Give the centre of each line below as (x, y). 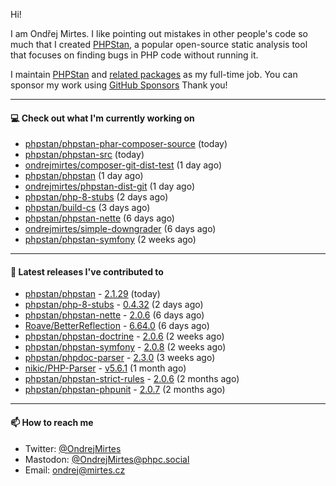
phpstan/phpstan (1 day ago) (84, 176)
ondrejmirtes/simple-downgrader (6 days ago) (120, 229)
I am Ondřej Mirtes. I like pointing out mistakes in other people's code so (159, 33)
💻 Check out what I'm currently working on (102, 118)
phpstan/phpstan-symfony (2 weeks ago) (110, 240)
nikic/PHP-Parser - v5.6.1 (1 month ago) (105, 368)
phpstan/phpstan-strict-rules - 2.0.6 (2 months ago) (132, 379)
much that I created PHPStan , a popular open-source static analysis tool (159, 44)
